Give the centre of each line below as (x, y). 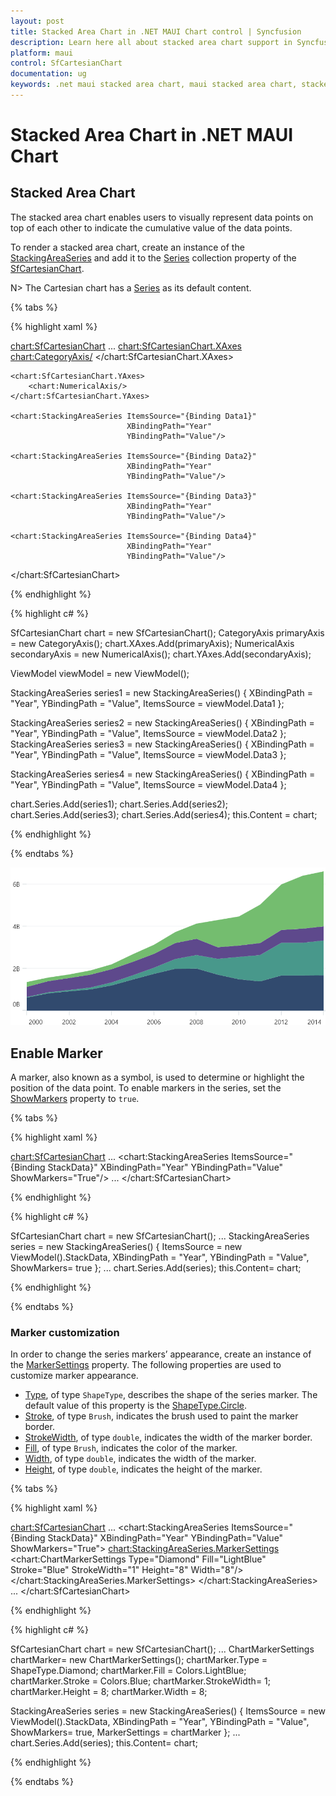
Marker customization (65, 1332)
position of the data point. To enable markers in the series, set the (146, 1087)
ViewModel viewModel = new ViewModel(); (100, 673)
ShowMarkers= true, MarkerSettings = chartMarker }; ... (125, 1732)
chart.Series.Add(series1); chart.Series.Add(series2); (119, 804)
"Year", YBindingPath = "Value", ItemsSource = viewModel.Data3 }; (148, 754)
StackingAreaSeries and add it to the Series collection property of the (153, 257)
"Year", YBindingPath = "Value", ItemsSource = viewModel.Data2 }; (148, 733)
